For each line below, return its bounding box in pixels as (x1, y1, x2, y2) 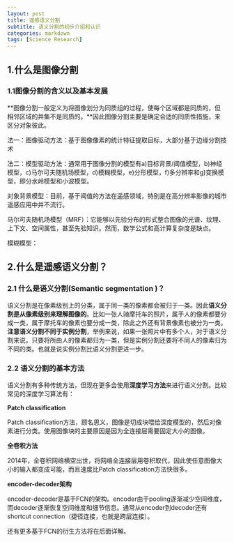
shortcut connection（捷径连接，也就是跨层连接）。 (7, 512, 154, 520)
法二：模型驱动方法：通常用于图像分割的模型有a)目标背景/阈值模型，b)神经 (7, 159, 223, 167)
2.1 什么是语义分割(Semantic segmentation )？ (7, 284, 165, 294)
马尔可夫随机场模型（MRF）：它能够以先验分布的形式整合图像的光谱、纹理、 (7, 215, 225, 223)
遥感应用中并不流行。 (7, 200, 68, 209)
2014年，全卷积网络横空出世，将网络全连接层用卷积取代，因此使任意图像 (7, 456, 217, 465)
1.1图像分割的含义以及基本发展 (7, 86, 108, 96)
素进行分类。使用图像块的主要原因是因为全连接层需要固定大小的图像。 (7, 426, 209, 435)
